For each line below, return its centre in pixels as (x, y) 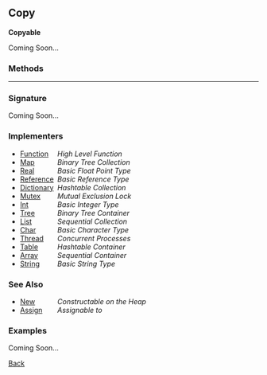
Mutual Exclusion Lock (94, 196)
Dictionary (37, 187)
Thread (31, 238)
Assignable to (79, 310)
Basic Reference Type (93, 179)
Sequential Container (92, 255)
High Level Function (90, 154)
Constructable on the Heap (102, 301)
